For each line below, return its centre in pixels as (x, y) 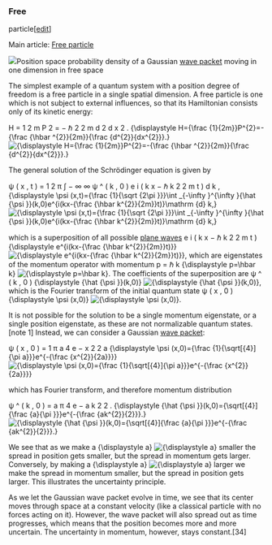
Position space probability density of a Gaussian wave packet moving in (137, 62)
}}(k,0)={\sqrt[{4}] (227, 406)
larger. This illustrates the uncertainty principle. (87, 482)
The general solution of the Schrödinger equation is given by (110, 170)
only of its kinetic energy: (51, 112)
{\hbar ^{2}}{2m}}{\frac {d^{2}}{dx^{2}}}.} (100, 137)
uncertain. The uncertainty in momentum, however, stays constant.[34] (127, 532)
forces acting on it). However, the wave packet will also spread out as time (133, 515)
